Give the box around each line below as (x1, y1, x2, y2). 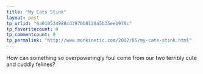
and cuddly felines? (6, 61, 56, 68)
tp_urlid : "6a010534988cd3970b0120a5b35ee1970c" (6, 20, 132, 26)
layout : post (6, 15, 40, 21)
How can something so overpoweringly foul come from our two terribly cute (6, 54, 197, 61)
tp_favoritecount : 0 (6, 26, 59, 32)
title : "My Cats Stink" (6, 9, 67, 15)
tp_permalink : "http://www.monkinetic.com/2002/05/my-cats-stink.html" (6, 37, 192, 43)
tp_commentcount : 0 (6, 32, 56, 38)
